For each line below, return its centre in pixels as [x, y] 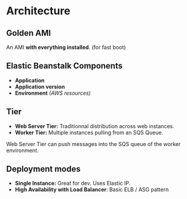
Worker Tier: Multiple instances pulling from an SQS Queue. [89, 132]
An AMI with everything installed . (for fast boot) [66, 47]
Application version [40, 86]
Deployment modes [43, 169]
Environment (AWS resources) [53, 93]
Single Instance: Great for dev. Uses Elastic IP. [73, 184]
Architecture [38, 11]
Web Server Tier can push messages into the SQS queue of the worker [93, 144]
